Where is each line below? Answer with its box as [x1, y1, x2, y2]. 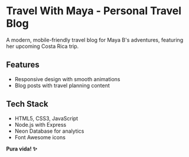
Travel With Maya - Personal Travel [6, 4, 182, 18]
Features [6, 60, 40, 70]
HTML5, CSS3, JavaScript [14, 114, 79, 122]
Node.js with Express [14, 121, 67, 128]
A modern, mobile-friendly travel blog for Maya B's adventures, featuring [6, 36, 184, 43]
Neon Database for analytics [14, 127, 84, 134]
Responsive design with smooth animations [14, 75, 120, 82]
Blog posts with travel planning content [14, 82, 110, 89]
